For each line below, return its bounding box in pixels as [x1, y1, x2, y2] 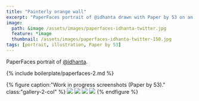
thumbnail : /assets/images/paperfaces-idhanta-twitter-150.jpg [11, 36, 172, 42]
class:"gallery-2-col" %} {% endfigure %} [6, 88, 139, 95]
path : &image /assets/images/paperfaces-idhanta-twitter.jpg [11, 25, 167, 31]
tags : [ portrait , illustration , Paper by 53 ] [6, 42, 121, 48]
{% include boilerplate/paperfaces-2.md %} [6, 70, 114, 77]
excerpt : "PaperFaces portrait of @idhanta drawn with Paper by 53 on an [6, 14, 194, 20]
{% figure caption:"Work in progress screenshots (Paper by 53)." [6, 81, 166, 88]
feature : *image [11, 31, 52, 37]
